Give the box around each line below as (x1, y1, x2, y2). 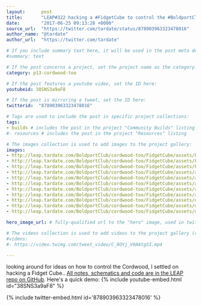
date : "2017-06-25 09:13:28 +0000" (6, 20, 114, 26)
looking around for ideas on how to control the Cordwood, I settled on (6, 263, 179, 270)
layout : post (6, 8, 52, 15)
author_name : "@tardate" (6, 31, 69, 37)
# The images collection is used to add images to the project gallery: (6, 141, 192, 148)
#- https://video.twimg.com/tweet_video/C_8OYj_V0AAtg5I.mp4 (6, 242, 163, 248)
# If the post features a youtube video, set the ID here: (6, 81, 158, 87)
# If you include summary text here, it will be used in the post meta (6, 48, 189, 54)
